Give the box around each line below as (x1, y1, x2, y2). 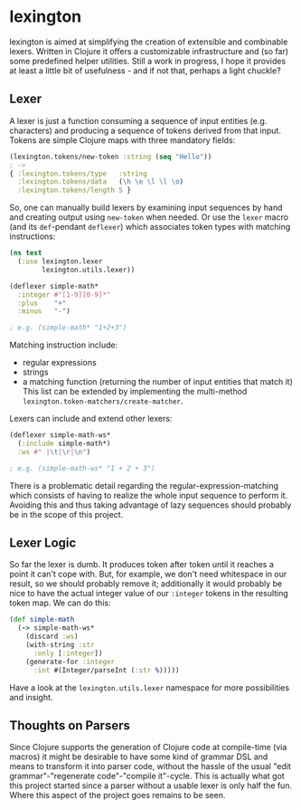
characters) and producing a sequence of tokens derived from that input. (9, 125, 282, 136)
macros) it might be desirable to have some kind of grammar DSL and (9, 751, 268, 762)
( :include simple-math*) (17, 439, 111, 448)
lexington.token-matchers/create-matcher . (22, 395, 183, 406)
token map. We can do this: (9, 597, 111, 608)
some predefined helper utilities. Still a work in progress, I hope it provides (9, 55, 287, 66)
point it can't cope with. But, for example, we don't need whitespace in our (9, 568, 287, 580)
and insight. (9, 691, 53, 702)
